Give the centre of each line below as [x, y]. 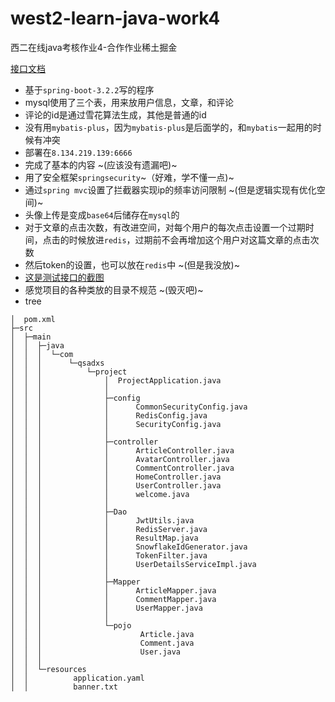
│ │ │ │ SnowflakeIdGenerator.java [129, 547]
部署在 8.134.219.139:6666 [78, 152]
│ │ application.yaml [77, 678]
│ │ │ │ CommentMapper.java [113, 599]
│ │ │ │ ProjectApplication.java [116, 380]
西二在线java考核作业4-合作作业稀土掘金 [94, 47]
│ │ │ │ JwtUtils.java [102, 520]
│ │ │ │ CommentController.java [122, 468]
